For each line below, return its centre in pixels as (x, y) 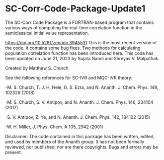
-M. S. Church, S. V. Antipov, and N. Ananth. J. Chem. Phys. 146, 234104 (79, 102)
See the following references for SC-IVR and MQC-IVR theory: (69, 78)
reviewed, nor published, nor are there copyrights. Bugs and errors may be (82, 147)
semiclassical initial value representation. (47, 33)
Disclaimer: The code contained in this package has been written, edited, (80, 136)
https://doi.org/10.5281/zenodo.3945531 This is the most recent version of (81, 42)
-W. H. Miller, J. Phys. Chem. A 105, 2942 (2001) (54, 127)
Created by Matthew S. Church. (37, 68)
